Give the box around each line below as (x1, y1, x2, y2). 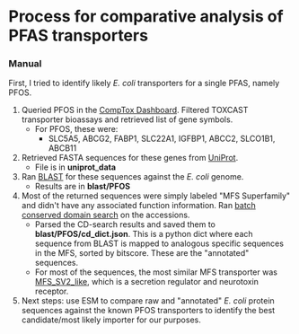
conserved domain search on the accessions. (21, 209, 190, 221)
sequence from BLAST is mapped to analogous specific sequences (34, 238, 285, 249)
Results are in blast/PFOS (34, 181, 131, 192)
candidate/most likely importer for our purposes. (21, 314, 201, 325)
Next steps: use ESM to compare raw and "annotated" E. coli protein (21, 295, 275, 306)
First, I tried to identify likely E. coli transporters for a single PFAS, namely (8, 78, 280, 89)
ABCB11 (48, 143, 77, 154)
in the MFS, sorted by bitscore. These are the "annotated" (34, 248, 250, 259)
